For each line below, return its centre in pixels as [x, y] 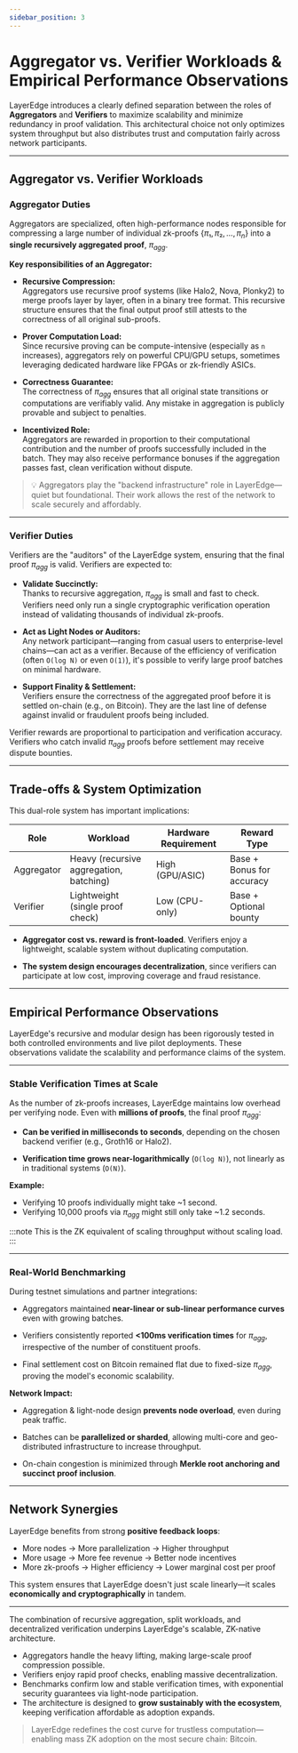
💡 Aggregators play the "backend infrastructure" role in [132, 485]
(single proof [97, 906]
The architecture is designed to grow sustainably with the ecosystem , [152, 1702]
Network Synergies [64, 1510]
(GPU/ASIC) [180, 875]
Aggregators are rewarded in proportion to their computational [136, 439]
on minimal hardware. [62, 669]
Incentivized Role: [56, 430]
